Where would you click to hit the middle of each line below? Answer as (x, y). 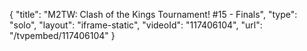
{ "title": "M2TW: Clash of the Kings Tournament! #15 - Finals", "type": (153, 14)
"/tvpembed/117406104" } (62, 35)
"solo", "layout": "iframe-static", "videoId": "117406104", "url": (136, 25)
